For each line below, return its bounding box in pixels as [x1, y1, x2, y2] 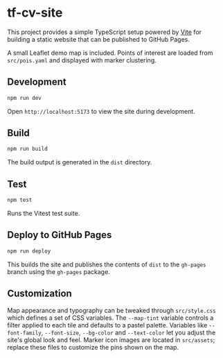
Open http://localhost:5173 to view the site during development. [7, 107, 195, 115]
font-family [7, 330, 42, 336]
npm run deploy [7, 248, 51, 255]
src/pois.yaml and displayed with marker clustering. [7, 56, 157, 64]
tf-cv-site [7, 5, 63, 21]
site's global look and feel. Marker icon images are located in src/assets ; [7, 335, 215, 344]
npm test [7, 196, 33, 204]
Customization [7, 288, 73, 300]
